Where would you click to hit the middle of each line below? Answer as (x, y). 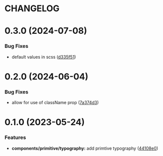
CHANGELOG (32, 9)
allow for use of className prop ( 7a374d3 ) (55, 103)
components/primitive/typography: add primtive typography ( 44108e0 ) (85, 148)
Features (15, 137)
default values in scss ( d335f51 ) (44, 57)
